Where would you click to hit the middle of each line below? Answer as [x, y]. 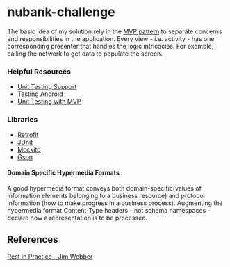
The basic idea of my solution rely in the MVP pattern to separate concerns [115, 31]
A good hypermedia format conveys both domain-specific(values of [104, 188]
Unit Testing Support [47, 87]
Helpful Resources [39, 72]
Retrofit [28, 135]
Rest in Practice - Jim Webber [50, 256]
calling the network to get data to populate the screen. [85, 54]
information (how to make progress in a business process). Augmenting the [115, 203]
